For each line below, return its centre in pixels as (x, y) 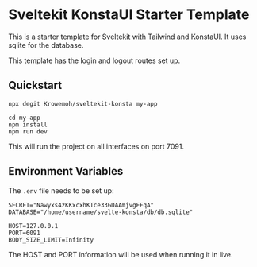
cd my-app (25, 118)
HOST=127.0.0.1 (33, 226)
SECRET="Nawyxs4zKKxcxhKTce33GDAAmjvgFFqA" (81, 205)
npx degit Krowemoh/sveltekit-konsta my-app (83, 104)
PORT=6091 (25, 233)
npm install (28, 125)
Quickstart (35, 85)
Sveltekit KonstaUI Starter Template (129, 15)
